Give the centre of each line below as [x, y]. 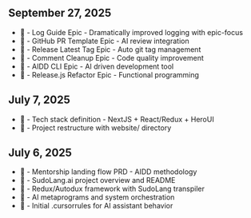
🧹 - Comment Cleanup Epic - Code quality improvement [112, 57]
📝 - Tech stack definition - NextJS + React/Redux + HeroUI [117, 119]
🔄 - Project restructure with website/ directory [96, 128]
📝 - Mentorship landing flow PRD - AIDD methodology [108, 172]
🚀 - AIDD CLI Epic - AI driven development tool [97, 66]
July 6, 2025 [40, 153]
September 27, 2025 [60, 13]
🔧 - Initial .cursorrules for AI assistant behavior [96, 206]
